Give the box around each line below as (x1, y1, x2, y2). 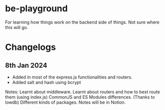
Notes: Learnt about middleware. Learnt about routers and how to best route (5, 89, 160, 95)
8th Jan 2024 (5, 61, 48, 69)
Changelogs (5, 42, 56, 53)
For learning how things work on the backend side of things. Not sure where (5, 19, 160, 25)
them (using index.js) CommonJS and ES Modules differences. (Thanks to (5, 94, 155, 100)
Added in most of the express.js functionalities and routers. (12, 74, 132, 80)
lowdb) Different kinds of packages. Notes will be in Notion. (5, 99, 126, 105)
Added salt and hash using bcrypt (12, 79, 81, 85)
